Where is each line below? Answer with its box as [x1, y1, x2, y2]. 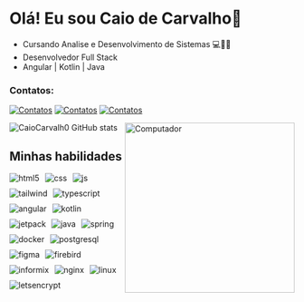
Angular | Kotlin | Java [22, 61, 106, 72]
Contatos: [9, 83, 54, 96]
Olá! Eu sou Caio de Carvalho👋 [9, 8, 242, 29]
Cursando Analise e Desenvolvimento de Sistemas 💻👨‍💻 [22, 38, 232, 49]
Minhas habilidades [9, 149, 122, 164]
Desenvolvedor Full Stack [22, 52, 119, 63]
